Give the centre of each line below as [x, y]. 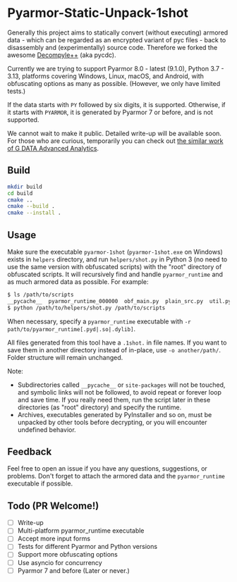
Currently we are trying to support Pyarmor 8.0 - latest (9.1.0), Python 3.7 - [116, 68]
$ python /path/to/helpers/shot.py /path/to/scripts [86, 308]
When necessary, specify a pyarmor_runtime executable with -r [99, 321]
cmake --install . [34, 213]
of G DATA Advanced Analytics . [53, 148]
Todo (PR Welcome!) [53, 506]
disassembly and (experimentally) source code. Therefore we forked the [113, 47]
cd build [20, 193]
